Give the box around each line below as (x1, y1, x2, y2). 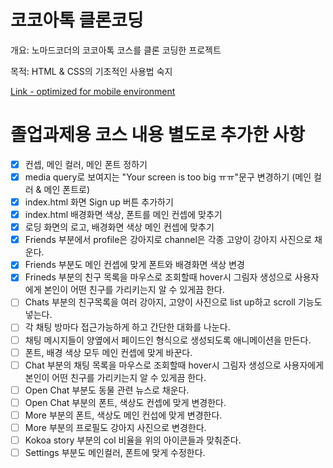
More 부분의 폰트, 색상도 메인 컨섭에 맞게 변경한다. (24, 409, 223, 421)
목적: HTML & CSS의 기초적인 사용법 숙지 (10, 65, 173, 77)
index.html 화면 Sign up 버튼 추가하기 (24, 196, 174, 208)
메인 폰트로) (43, 184, 91, 195)
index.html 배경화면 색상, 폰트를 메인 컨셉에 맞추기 (24, 209, 223, 221)
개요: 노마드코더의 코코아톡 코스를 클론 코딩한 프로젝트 (10, 44, 222, 56)
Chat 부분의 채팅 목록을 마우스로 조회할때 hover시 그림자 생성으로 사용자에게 (24, 359, 325, 371)
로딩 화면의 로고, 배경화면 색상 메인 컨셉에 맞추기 (24, 221, 215, 233)
